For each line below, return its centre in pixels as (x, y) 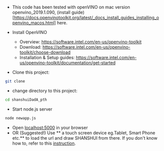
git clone (15, 81)
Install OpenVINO (30, 32)
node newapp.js (21, 118)
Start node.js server (32, 109)
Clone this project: (31, 72)
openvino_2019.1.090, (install (41, 12)
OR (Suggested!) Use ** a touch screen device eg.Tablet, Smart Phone (84, 133)
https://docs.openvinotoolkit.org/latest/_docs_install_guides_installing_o (87, 17)
